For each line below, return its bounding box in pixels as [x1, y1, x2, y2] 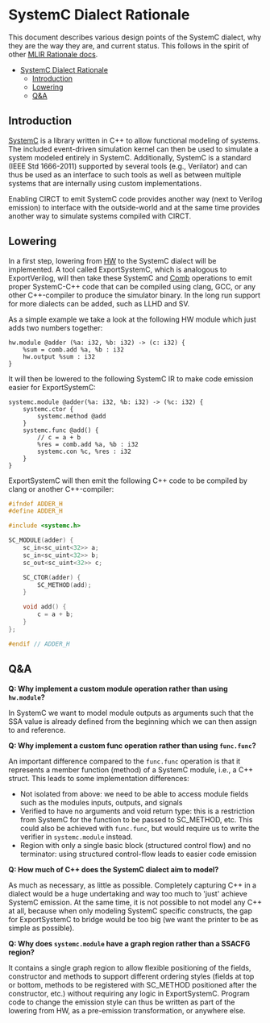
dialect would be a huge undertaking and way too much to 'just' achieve [8, 888, 247, 898]
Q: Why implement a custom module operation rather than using [8, 684, 228, 693]
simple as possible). [8, 923, 75, 933]
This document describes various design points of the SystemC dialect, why [8, 32, 262, 42]
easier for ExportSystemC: [8, 382, 97, 392]
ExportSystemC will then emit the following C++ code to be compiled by [8, 476, 248, 485]
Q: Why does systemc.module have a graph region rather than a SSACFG [8, 938, 251, 948]
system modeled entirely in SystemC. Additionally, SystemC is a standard [8, 152, 251, 162]
